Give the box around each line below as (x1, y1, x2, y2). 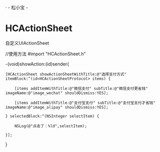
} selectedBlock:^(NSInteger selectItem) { (5, 113, 100, 118)
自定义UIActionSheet (5, 40, 50, 46)
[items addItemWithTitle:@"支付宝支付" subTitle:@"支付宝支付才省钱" (14, 100, 156, 105)
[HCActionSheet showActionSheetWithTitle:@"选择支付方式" (5, 72, 127, 77)
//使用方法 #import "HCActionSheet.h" (5, 50, 86, 57)
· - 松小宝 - (5, 5, 28, 10)
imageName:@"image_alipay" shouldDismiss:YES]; (5, 105, 109, 110)
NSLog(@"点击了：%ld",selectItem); (14, 124, 87, 129)
